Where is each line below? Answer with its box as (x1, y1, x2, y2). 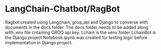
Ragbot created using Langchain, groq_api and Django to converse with (5, 19, 148, 25)
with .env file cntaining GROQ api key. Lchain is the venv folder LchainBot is (5, 29, 156, 35)
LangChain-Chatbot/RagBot (5, 3, 120, 14)
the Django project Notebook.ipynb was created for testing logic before (5, 35, 148, 40)
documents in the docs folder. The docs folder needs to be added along (5, 24, 149, 30)
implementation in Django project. (5, 39, 73, 45)
